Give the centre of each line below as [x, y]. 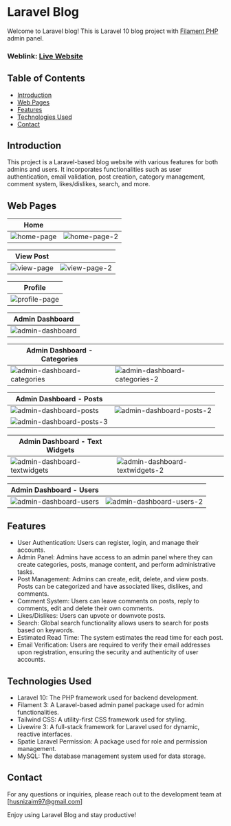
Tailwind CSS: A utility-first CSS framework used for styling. [102, 719]
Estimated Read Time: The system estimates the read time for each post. [120, 638]
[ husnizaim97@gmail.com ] [45, 801]
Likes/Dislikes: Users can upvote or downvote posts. [91, 616]
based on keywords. [46, 630]
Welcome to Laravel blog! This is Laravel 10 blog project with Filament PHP [113, 31]
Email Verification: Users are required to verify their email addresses [114, 645]
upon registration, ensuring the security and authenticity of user [108, 652]
